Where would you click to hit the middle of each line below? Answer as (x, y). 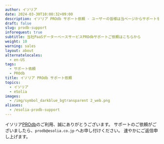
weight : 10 (16, 42)
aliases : (14, 105)
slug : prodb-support (26, 28)
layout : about (20, 50)
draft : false (18, 23)
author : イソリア (21, 10)
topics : (13, 82)
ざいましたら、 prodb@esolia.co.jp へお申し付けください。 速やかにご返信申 (82, 130)
